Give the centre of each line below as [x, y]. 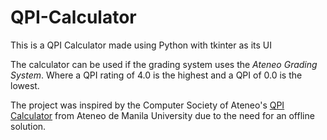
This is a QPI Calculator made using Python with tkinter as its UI [141, 45]
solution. [28, 126]
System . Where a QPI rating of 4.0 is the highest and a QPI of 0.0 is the [156, 75]
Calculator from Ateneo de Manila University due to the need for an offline [162, 115]
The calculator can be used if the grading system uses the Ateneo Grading [164, 64]
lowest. [25, 85]
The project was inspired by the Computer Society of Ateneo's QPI [147, 105]
